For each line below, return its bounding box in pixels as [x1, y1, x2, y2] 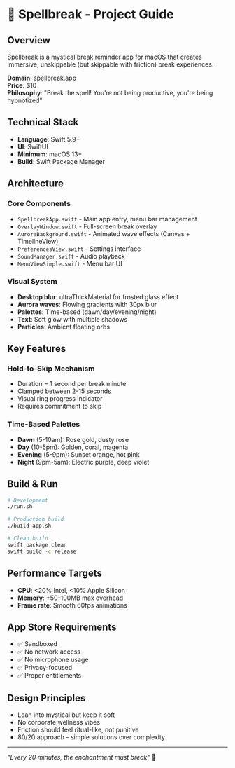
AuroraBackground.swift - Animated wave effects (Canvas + [17, 229, 190, 238]
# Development [7, 497, 49, 504]
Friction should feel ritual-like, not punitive [17, 725, 139, 734]
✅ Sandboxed [17, 640, 57, 648]
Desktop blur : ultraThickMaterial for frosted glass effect [17, 292, 179, 301]
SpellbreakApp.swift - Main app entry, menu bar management [17, 214, 197, 223]
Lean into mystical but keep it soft [17, 711, 115, 719]
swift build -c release [7, 548, 77, 555]
